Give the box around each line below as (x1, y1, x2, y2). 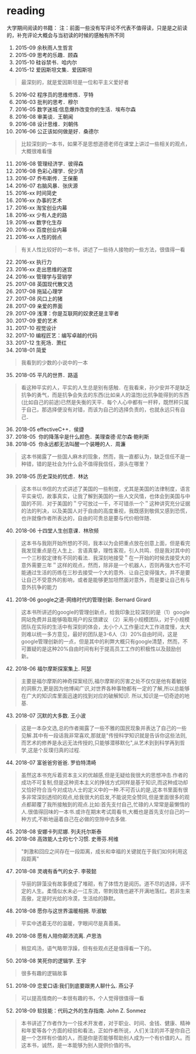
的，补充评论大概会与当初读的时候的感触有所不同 (6, 31, 125, 39)
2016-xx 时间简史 (15, 189, 57, 196)
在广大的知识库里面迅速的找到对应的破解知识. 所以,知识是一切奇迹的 (20, 692, 185, 699)
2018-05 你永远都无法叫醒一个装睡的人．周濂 (15, 440, 126, 447)
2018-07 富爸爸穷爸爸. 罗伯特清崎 (15, 759, 97, 766)
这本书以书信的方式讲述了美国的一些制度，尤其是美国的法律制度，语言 (20, 485, 191, 492)
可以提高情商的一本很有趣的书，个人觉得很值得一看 (20, 994, 145, 1002)
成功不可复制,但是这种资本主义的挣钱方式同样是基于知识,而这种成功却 (20, 779, 188, 786)
